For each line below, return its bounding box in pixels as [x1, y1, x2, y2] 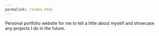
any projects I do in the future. [5, 25, 66, 31]
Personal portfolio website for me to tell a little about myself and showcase [5, 20, 155, 26]
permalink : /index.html [5, 7, 53, 12]
